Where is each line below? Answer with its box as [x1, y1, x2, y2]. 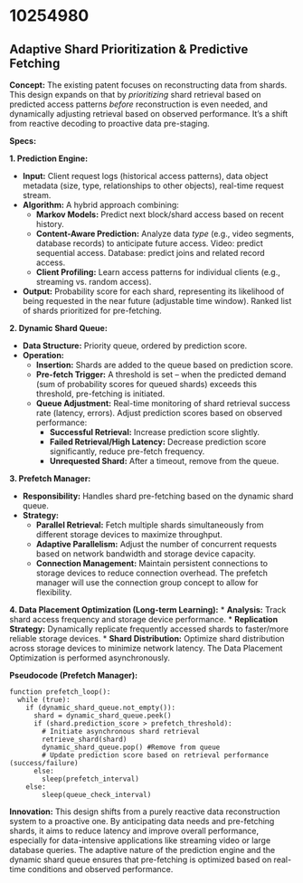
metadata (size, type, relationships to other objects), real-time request [22, 180, 285, 191]
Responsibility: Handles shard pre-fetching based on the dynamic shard [22, 490, 294, 501]
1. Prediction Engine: [9, 153, 89, 164]
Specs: [9, 136, 37, 146]
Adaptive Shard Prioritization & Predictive [9, 42, 249, 57]
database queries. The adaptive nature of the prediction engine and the [9, 845, 276, 855]
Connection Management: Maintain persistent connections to [35, 558, 269, 568]
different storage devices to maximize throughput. [35, 529, 223, 539]
